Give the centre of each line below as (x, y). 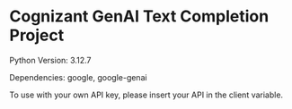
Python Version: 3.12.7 (50, 60)
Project (37, 35)
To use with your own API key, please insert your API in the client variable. (146, 95)
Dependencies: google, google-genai (78, 77)
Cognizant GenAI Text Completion (139, 17)
